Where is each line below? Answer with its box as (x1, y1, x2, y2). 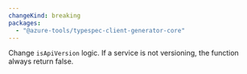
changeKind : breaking (8, 11, 81, 20)
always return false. (8, 56, 74, 66)
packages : (8, 19, 42, 27)
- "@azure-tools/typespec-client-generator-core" (15, 26, 185, 34)
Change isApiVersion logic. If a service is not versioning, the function (8, 49, 239, 58)
